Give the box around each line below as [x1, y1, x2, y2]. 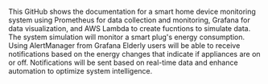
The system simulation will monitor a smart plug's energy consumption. [8, 32, 245, 42]
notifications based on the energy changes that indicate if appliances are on [8, 50, 261, 58]
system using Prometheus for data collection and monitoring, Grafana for [8, 15, 251, 25]
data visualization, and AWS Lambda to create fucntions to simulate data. [8, 24, 251, 33]
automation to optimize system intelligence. [8, 66, 153, 75]
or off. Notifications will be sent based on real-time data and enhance [8, 58, 239, 67]
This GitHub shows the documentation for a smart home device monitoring [8, 7, 256, 16]
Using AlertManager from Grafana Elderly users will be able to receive [8, 41, 241, 50]
